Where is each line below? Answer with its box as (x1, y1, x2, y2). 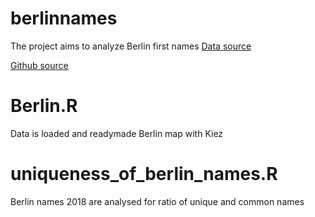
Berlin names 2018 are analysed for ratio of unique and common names (10, 195, 305, 207)
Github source (10, 59, 69, 71)
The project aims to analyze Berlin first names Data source (10, 40, 252, 52)
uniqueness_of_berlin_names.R (10, 163, 278, 186)
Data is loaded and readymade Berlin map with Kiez (10, 127, 224, 139)
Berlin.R (10, 95, 78, 117)
